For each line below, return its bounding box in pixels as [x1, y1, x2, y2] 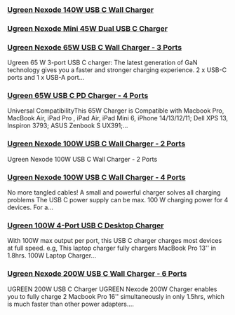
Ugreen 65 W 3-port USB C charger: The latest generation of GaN [7, 58, 198, 67]
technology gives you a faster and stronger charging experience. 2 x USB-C [7, 66, 227, 74]
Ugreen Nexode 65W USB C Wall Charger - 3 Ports [7, 42, 182, 52]
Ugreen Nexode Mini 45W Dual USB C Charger [7, 23, 168, 33]
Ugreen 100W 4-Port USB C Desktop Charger [7, 220, 164, 230]
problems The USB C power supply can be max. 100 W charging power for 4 [7, 196, 229, 204]
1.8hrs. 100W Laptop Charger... [7, 251, 97, 260]
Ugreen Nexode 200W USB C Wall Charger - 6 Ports [7, 269, 187, 279]
